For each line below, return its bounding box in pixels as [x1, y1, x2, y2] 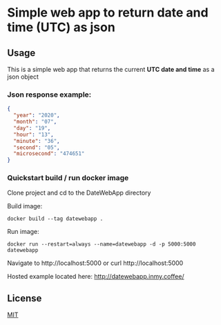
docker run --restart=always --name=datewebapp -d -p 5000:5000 [7, 241, 196, 248]
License [7, 292, 42, 304]
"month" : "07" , [13, 119, 57, 126]
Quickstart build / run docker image [7, 173, 129, 183]
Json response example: [7, 90, 92, 99]
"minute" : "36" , [13, 137, 60, 144]
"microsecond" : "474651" [13, 150, 85, 157]
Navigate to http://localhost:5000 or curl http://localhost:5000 [7, 259, 184, 267]
